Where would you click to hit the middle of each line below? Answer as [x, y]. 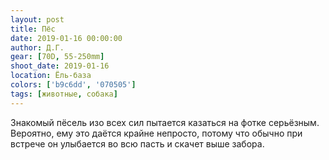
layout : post [37, 19]
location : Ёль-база [51, 76]
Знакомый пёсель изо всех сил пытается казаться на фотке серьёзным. [165, 122]
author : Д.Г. [37, 47]
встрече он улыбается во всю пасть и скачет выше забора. [137, 143]
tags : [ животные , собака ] [64, 94]
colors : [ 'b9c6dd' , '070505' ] [73, 85]
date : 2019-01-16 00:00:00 [66, 38]
